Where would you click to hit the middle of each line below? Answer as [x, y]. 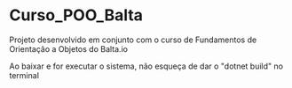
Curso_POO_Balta [76, 15]
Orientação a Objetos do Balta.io [69, 48]
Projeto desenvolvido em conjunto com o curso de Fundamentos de [133, 40]
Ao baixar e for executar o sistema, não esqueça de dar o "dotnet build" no [146, 66]
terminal [24, 75]
